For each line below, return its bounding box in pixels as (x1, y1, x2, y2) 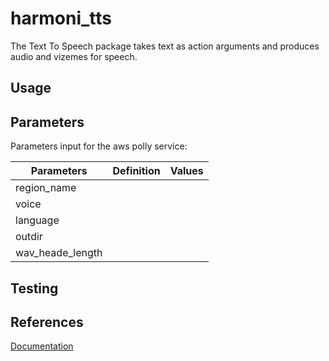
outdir (15, 230, 43, 244)
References (10, 313, 84, 331)
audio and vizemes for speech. (10, 50, 138, 62)
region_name (15, 181, 77, 195)
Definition (112, 164, 161, 178)
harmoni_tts (10, 7, 113, 30)
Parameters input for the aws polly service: (10, 140, 188, 152)
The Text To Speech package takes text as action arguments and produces (10, 40, 320, 52)
